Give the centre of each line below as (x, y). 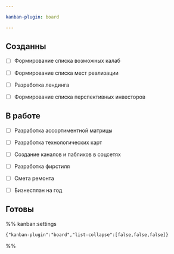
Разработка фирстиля (42, 166)
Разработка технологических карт (58, 142)
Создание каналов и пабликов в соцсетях (68, 154)
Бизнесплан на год (38, 190)
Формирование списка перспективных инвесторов (80, 97)
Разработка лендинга (42, 85)
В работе (23, 116)
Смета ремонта (34, 178)
